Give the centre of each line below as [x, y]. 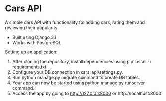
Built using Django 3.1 [34, 37]
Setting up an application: [31, 52]
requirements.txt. [30, 67]
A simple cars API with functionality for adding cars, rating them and [75, 22]
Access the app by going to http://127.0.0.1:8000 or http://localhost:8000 [87, 93]
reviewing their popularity [31, 27]
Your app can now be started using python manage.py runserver [79, 83]
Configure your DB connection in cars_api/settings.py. [68, 72]
